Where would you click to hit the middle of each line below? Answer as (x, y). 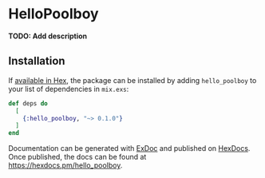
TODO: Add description (48, 36)
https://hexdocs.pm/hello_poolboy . (65, 165)
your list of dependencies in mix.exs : (69, 89)
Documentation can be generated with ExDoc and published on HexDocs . (129, 148)
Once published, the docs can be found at (77, 157)
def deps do (28, 103)
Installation (37, 61)
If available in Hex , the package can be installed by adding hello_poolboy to (132, 80)
